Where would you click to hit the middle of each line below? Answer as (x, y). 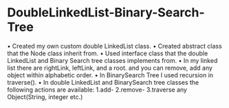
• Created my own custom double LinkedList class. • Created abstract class (115, 46)
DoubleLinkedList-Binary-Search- (106, 13)
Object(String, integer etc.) (45, 96)
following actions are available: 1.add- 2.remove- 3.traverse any (97, 90)
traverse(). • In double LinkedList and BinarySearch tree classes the (103, 82)
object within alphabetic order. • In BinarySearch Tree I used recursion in (110, 75)
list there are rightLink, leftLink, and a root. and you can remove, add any (110, 68)
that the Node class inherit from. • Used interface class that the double (108, 53)
